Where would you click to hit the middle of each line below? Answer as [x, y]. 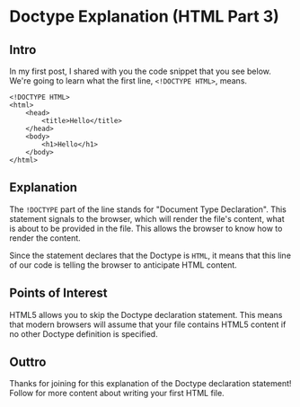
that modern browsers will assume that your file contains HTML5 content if [148, 324]
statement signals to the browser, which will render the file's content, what [147, 218]
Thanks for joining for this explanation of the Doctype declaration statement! [150, 384]
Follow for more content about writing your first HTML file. [117, 394]
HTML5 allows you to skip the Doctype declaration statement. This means [146, 314]
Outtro [28, 363]
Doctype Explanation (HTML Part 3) [145, 17]
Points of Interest [58, 293]
